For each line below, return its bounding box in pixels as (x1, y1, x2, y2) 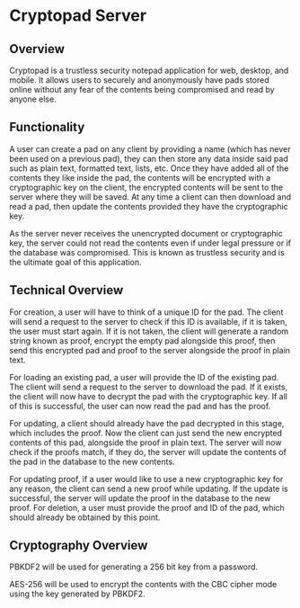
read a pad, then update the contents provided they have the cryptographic (9, 201, 289, 211)
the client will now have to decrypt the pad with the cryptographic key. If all (9, 390, 287, 401)
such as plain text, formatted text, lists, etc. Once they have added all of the (9, 163, 289, 174)
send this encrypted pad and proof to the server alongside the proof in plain (9, 344, 290, 355)
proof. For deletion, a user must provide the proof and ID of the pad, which (9, 502, 285, 513)
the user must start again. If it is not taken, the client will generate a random (9, 326, 289, 336)
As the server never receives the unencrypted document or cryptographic (9, 228, 283, 238)
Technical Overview (9, 282, 124, 298)
